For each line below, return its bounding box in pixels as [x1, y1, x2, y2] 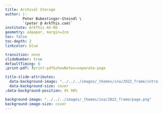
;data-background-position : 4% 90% [5, 88, 78, 93]
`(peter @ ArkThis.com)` [22, 20, 73, 26]
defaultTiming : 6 [5, 61, 41, 66]
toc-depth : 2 [5, 39, 32, 44]
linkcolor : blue [5, 43, 38, 48]
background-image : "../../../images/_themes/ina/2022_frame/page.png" [5, 97, 152, 102]
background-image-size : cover [5, 101, 67, 106]
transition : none [5, 52, 41, 57]
